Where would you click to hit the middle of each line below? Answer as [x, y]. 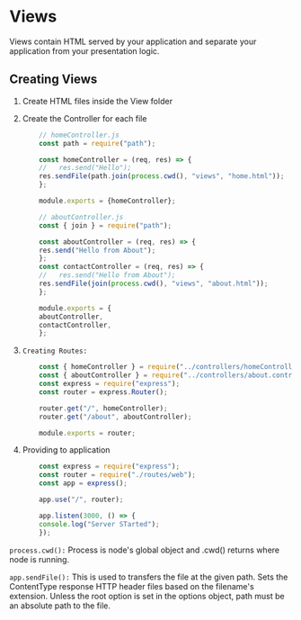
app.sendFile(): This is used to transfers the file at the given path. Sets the [149, 577]
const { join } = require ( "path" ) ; [106, 225]
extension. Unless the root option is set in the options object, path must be [147, 596]
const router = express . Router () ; [103, 392]
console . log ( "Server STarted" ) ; [99, 524]
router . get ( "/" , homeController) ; [103, 408]
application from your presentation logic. [84, 50]
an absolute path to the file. [60, 606]
